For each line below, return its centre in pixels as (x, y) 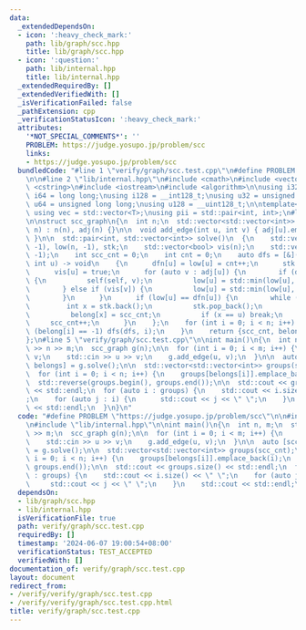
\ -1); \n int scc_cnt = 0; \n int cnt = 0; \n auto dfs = (153, 255)
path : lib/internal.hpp (71, 69)
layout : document (42, 577)
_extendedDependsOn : (56, 26)
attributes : (41, 129)
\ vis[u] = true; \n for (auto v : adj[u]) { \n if (156, 273)
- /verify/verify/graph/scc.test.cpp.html (91, 603)
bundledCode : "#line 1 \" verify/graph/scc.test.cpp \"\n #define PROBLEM (157, 170)
